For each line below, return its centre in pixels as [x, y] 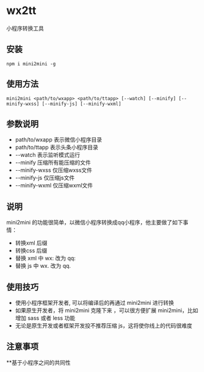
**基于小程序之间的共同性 [39, 362]
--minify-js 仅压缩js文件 [45, 178]
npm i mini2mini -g [31, 64]
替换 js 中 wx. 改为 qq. [43, 266]
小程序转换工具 [25, 28]
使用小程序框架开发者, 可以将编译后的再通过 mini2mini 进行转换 [94, 303]
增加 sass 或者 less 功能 [45, 318]
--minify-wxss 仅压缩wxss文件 [54, 170]
